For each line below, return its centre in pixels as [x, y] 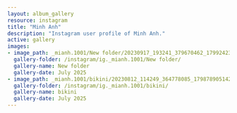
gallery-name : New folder [52, 66]
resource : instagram [38, 20]
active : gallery [31, 40]
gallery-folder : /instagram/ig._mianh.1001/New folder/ [97, 60]
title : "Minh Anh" [34, 27]
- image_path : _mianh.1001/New [53, 53]
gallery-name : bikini [45, 92]
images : [19, 46]
